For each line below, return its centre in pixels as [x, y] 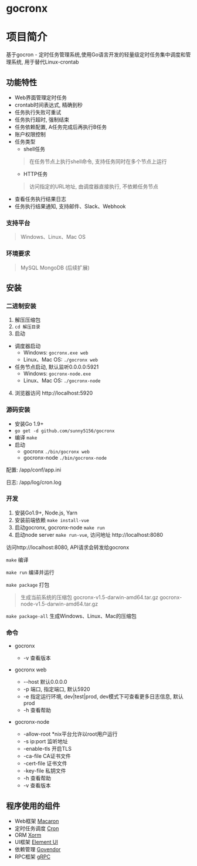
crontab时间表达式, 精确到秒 [49, 105]
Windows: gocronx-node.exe [57, 374]
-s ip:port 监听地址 [46, 741]
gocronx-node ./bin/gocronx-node [65, 457]
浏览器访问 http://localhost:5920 [54, 393]
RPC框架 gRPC [33, 857]
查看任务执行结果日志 [40, 199]
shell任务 [34, 149]
